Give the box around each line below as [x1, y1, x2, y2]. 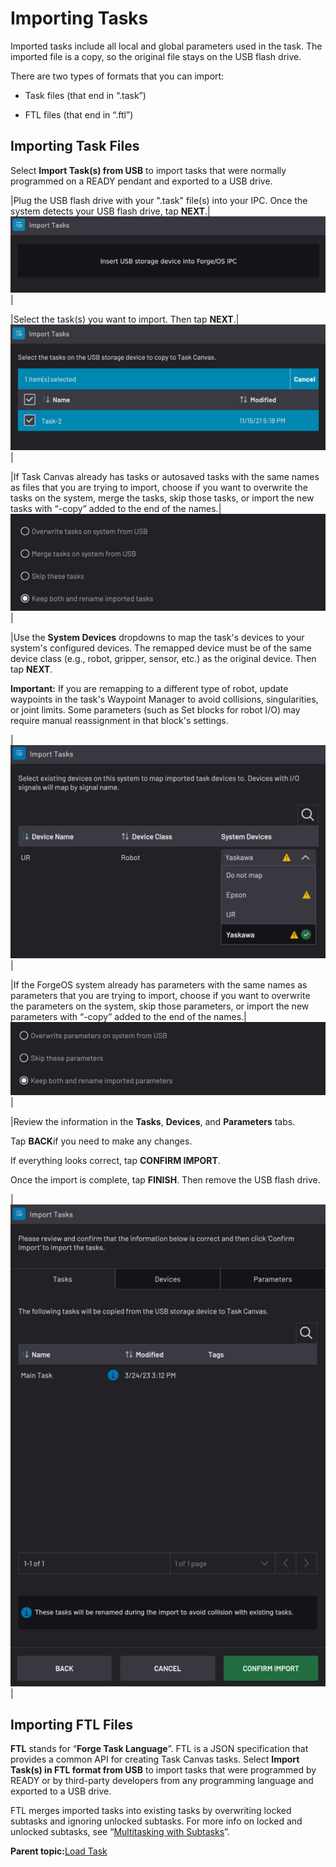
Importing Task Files [10, 138, 140, 155]
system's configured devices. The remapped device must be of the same [10, 642, 312, 654]
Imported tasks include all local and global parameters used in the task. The [10, 40, 323, 52]
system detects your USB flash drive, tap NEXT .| [10, 205, 211, 217]
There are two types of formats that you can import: [10, 70, 225, 82]
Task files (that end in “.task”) [24, 89, 147, 101]
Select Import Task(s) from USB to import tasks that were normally [10, 164, 287, 176]
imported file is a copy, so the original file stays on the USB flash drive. [10, 50, 302, 62]
